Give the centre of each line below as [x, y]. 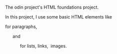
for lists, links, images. [43, 46]
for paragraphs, [21, 26]
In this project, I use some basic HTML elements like [58, 17]
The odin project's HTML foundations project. [52, 7]
